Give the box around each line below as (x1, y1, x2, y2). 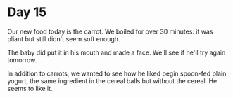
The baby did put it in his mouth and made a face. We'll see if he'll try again (7, 48, 226, 57)
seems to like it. (7, 84, 53, 92)
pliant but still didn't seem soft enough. (7, 34, 120, 43)
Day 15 (7, 4, 47, 20)
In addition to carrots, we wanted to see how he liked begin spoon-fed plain (7, 69, 227, 78)
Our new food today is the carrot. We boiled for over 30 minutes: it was (7, 27, 213, 36)
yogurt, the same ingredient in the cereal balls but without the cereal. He (7, 76, 218, 85)
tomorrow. (7, 55, 37, 64)
